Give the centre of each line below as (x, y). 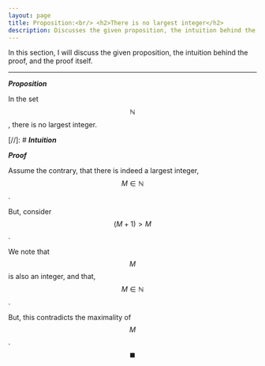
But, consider (30, 212)
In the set (24, 99)
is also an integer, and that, (52, 277)
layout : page (30, 15)
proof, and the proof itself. (50, 61)
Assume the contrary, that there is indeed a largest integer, (104, 171)
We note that (29, 252)
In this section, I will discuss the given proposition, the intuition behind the (128, 53)
